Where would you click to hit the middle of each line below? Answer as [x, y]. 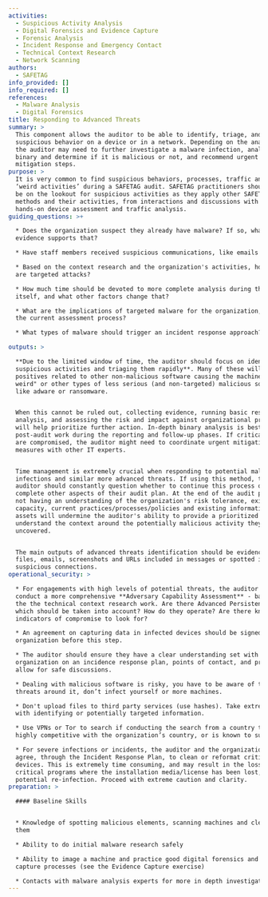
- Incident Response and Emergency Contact [89, 46]
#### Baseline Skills [51, 801]
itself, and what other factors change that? [93, 297]
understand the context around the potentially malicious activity [130, 523]
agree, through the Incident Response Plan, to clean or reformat [128, 757]
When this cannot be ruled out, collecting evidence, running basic [132, 413]
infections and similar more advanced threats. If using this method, [135, 479]
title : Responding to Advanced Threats [75, 120]
